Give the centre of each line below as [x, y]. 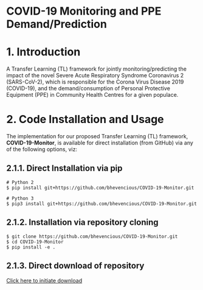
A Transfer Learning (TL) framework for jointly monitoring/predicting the [97, 69]
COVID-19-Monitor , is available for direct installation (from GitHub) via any [100, 143]
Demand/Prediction [57, 24]
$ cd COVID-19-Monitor [35, 242]
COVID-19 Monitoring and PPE [84, 11]
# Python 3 [20, 198]
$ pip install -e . [31, 247]
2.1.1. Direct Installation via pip [64, 168]
